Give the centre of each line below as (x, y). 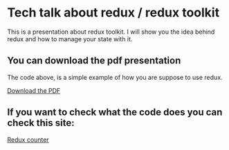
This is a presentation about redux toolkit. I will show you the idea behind (111, 32)
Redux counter (28, 140)
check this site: (41, 123)
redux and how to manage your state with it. (70, 39)
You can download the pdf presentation (94, 61)
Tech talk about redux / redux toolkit (113, 13)
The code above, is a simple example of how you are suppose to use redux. (115, 77)
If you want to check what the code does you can (115, 112)
